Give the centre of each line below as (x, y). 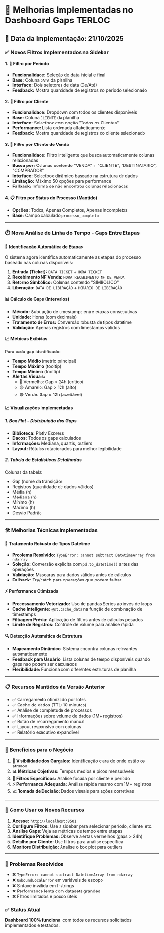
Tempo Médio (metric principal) (44, 361)
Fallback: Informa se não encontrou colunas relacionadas (70, 186)
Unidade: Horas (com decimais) (44, 317)
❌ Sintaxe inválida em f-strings (43, 886)
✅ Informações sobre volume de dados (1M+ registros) (67, 716)
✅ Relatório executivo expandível (45, 732)
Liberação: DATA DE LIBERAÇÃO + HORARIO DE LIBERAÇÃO (67, 288)
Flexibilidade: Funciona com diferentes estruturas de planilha (74, 669)
